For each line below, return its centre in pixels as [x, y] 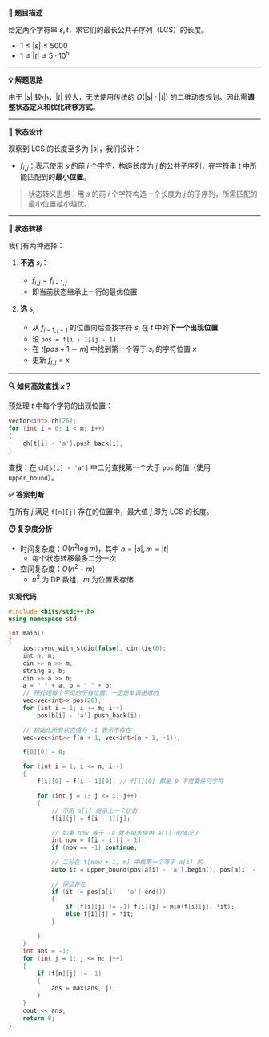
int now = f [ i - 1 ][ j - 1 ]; [98, 840]
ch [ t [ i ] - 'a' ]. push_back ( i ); [73, 443]
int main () [26, 634]
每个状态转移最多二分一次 [74, 558]
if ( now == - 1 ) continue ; [94, 848]
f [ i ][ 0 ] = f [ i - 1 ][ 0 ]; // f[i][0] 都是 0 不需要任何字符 [130, 782]
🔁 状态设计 [26, 131]
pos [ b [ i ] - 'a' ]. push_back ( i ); [89, 715]
